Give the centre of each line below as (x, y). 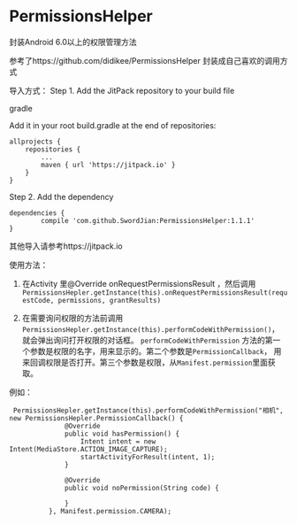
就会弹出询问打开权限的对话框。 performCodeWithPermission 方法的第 (147, 340)
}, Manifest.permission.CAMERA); (110, 511)
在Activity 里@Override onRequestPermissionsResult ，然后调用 (139, 283)
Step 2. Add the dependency (61, 196)
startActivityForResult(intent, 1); (148, 457)
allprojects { (35, 142)
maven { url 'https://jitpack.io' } (108, 165)
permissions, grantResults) (110, 300)
